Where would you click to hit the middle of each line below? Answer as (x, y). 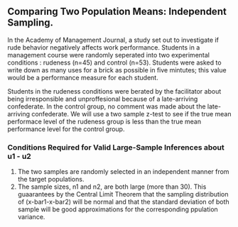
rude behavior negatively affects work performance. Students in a (104, 47)
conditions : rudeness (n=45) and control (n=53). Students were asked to (114, 62)
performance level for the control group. (66, 129)
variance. (31, 217)
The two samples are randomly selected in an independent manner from (123, 172)
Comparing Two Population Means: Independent (117, 12)
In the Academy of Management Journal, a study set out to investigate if (113, 40)
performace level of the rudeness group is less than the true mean (104, 121)
